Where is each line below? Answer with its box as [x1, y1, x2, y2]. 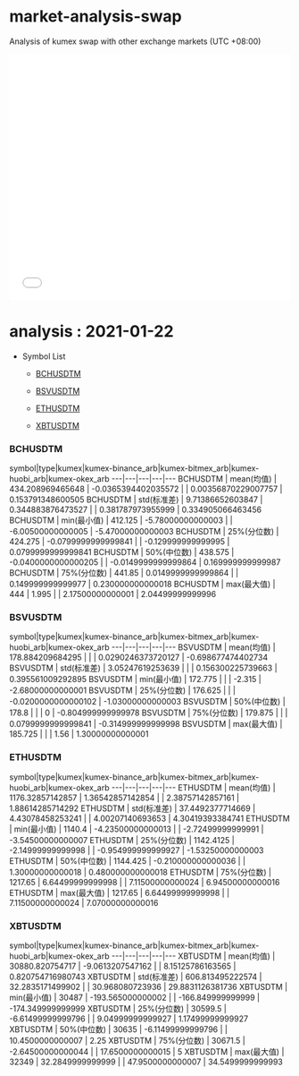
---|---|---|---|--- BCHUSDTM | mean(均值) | [111, 474, 277, 484]
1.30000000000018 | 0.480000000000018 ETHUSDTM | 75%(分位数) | [9, 867, 272, 877]
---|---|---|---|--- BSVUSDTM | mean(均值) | [111, 642, 276, 653]
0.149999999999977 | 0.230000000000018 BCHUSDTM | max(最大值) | [9, 579, 276, 590]
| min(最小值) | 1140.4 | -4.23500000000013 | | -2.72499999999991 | [9, 824, 264, 834]
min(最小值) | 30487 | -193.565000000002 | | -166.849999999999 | [9, 992, 261, 1003]
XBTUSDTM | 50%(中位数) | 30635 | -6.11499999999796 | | [9, 1024, 228, 1035]
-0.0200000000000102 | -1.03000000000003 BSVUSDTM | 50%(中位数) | [9, 696, 286, 707]
